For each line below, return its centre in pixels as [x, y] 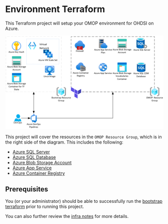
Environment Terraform [55, 9]
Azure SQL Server [31, 152]
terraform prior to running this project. [45, 206]
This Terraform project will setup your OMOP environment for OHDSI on [79, 23]
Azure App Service [32, 168]
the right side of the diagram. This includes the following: [64, 142]
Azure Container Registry [39, 173]
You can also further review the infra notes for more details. [67, 216]
